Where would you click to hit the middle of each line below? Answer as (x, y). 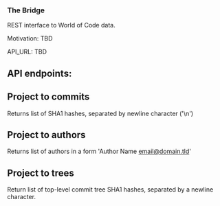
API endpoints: (40, 73)
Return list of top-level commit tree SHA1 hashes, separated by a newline (110, 190)
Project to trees (41, 173)
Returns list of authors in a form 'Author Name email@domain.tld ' (99, 151)
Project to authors (46, 135)
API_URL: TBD (27, 52)
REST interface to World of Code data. (61, 25)
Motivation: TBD (30, 38)
